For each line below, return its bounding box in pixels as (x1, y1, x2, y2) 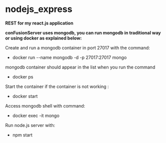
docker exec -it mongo (12, 112, 60, 118)
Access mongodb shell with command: (5, 102, 85, 108)
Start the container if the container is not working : (5, 83, 109, 89)
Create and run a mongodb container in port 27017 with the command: (5, 44, 150, 50)
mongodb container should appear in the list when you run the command (5, 64, 155, 70)
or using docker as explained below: (5, 35, 82, 41)
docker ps (12, 73, 33, 79)
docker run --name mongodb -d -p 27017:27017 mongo (12, 54, 127, 60)
